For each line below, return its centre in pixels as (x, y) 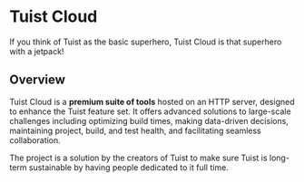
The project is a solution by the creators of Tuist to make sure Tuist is (138, 158)
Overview (38, 80)
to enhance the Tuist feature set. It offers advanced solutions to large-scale (151, 111)
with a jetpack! (37, 51)
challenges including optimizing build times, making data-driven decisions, (149, 120)
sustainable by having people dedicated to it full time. (128, 167)
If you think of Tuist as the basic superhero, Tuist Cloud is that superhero (146, 42)
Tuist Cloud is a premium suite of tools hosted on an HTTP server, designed (152, 101)
